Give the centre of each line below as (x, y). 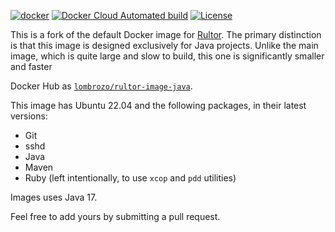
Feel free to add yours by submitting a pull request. (115, 216)
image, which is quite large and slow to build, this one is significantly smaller (167, 56)
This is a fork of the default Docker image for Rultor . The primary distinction (166, 34)
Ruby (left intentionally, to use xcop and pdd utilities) (130, 178)
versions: (29, 116)
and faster (31, 66)
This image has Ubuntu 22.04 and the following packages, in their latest (158, 105)
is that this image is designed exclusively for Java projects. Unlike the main (164, 45)
